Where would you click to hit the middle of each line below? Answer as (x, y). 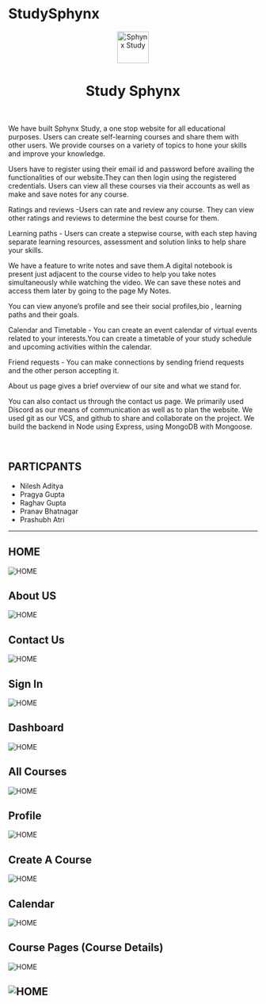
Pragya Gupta (42, 494)
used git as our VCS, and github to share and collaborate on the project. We (131, 418)
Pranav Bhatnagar (49, 511)
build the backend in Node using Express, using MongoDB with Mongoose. (130, 426)
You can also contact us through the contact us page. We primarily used (126, 401)
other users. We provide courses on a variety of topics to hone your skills (128, 145)
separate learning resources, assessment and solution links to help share (127, 242)
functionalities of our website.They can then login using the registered (122, 177)
